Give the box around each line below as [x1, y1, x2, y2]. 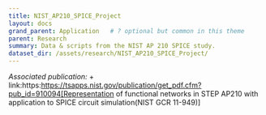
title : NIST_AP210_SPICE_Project [8, 11, 122, 20]
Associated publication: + [8, 72, 95, 81]
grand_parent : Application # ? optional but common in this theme [8, 27, 245, 35]
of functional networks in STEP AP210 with [116, 89, 259, 98]
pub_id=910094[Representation [8, 89, 115, 98]
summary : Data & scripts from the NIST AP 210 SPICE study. [8, 42, 217, 50]
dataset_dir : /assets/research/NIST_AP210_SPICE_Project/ [8, 49, 208, 57]
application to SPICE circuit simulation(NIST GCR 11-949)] [8, 98, 201, 107]
